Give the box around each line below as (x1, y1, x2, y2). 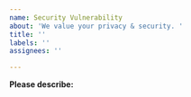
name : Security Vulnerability (9, 13, 123, 22)
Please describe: (9, 79, 74, 90)
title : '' (9, 30, 47, 39)
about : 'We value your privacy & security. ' (9, 22, 183, 31)
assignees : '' (9, 47, 63, 56)
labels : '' (9, 38, 50, 48)
